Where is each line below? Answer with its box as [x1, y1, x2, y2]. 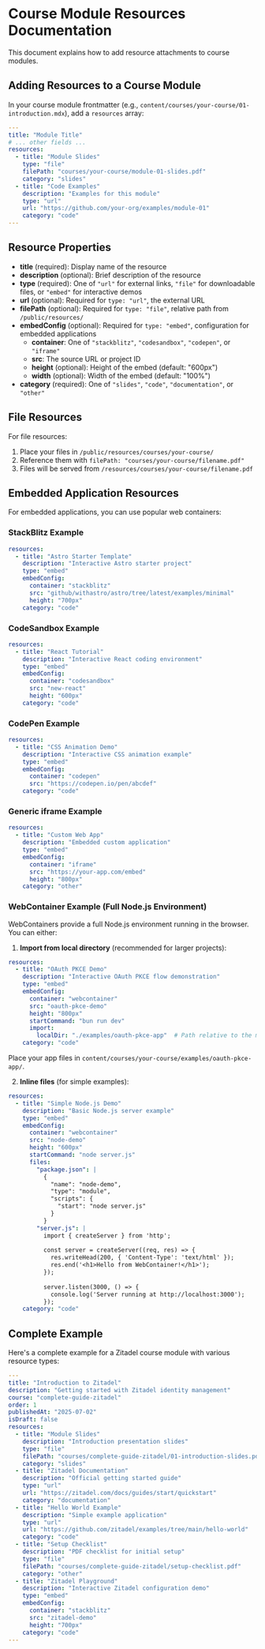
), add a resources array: [64, 108, 144, 118]
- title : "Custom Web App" [15, 831, 104, 840]
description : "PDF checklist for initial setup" [22, 1548, 185, 1556]
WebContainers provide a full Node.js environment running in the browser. [8, 919, 250, 929]
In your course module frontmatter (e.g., [8, 100, 139, 109]
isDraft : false [8, 1415, 58, 1424]
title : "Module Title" [8, 131, 83, 139]
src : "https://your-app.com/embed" [28, 868, 147, 876]
